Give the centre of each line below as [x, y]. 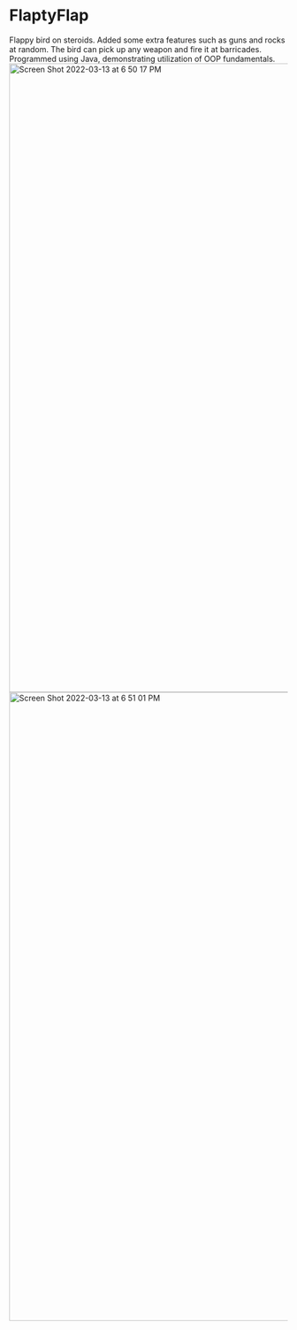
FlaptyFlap [49, 15]
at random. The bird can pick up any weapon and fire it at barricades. [136, 49]
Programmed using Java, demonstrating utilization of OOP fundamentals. [142, 58]
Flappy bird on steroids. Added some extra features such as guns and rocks [147, 40]
